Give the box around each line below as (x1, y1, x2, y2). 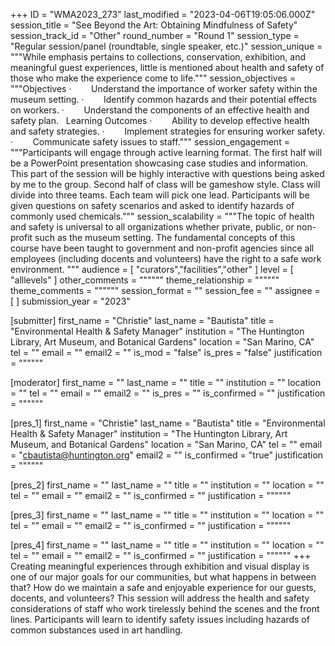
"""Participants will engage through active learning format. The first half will (10, 147, 323, 158)
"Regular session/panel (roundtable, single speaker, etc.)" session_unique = (10, 40, 323, 52)
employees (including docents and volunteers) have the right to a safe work (10, 253, 322, 264)
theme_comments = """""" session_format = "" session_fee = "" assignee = (10, 285, 321, 296)
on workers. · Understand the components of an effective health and (10, 104, 310, 116)
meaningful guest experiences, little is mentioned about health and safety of (10, 62, 325, 73)
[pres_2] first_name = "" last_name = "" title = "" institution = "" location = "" (10, 479, 325, 491)
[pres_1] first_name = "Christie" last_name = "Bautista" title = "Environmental (10, 417, 326, 429)
